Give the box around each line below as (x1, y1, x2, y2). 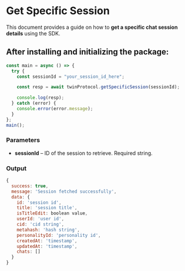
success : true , (11, 183, 49, 189)
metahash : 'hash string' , (16, 227, 80, 233)
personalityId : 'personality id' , (16, 232, 101, 238)
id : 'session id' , (16, 199, 62, 206)
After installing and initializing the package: (6, 47, 169, 57)
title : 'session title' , (16, 205, 78, 211)
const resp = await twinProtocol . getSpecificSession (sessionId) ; (16, 84, 180, 90)
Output (6, 164, 27, 172)
